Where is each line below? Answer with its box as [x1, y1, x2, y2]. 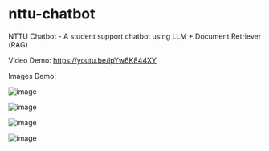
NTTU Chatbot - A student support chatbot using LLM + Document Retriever [8, 31, 262, 41]
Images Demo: [8, 71, 56, 80]
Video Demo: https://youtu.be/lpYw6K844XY [8, 55, 157, 65]
